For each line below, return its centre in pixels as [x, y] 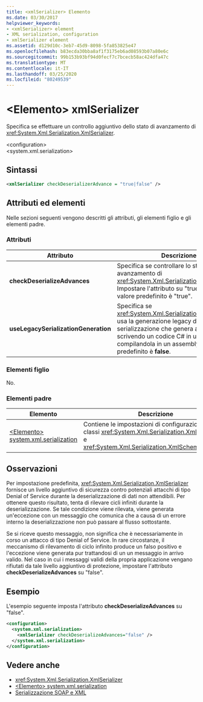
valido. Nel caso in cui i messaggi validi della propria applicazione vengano [99, 559]
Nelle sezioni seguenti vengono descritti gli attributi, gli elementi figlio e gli [99, 218]
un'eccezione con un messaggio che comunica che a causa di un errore [96, 516]
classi [92, 432]
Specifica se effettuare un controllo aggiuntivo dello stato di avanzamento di [101, 127]
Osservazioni [32, 469]
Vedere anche [33, 665]
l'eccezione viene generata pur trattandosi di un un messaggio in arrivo [95, 553]
